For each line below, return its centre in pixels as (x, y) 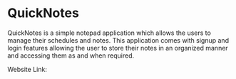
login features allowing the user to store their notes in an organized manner (118, 48)
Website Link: (27, 69)
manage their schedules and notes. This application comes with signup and (118, 40)
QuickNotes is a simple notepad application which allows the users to (109, 33)
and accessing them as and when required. (71, 56)
